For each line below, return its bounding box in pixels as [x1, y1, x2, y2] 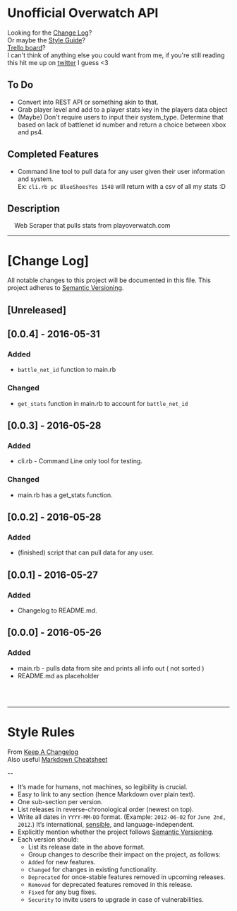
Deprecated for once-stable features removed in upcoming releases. [28, 872, 226, 881]
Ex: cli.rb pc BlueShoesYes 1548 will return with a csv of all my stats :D [17, 182, 226, 190]
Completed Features [7, 149, 99, 161]
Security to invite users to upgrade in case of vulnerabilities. [28, 895, 205, 903]
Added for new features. [28, 857, 96, 866]
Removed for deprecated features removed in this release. [28, 880, 193, 888]
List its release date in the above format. [28, 842, 145, 851]
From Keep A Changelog [7, 748, 79, 756]
